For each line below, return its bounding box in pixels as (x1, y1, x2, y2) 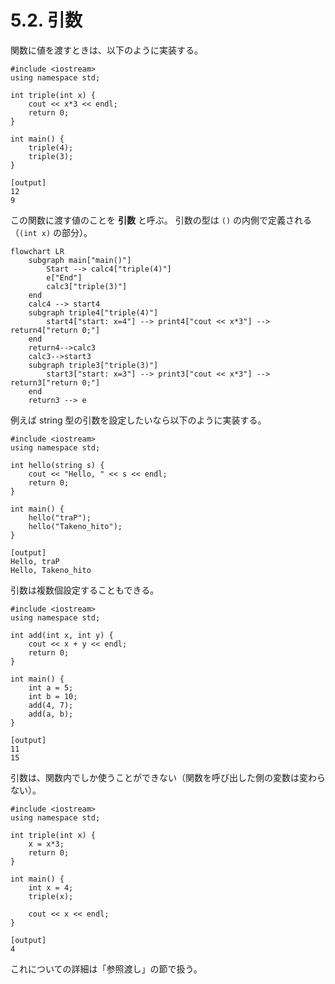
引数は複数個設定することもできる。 (10, 584, 160, 596)
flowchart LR (10, 246, 65, 256)
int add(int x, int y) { (10, 630, 114, 640)
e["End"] (46, 272, 83, 283)
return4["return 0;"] (10, 325, 101, 335)
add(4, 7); (28, 700, 74, 710)
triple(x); (28, 891, 74, 901)
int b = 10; (28, 691, 78, 701)
